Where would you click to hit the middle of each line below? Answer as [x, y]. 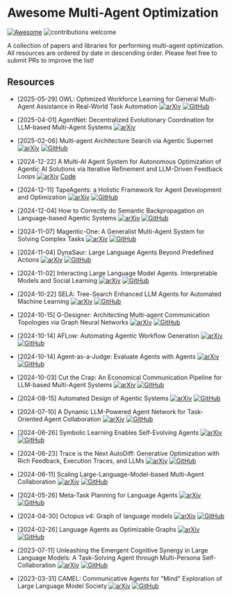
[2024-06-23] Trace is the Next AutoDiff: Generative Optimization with [118, 453]
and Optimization [42, 197]
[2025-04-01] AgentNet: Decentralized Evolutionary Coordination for [116, 120]
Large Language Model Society [62, 586]
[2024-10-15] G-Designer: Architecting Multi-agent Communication [114, 315]
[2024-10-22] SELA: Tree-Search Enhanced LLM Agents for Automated [119, 294]
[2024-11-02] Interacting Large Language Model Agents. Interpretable [117, 273]
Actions [28, 259]
